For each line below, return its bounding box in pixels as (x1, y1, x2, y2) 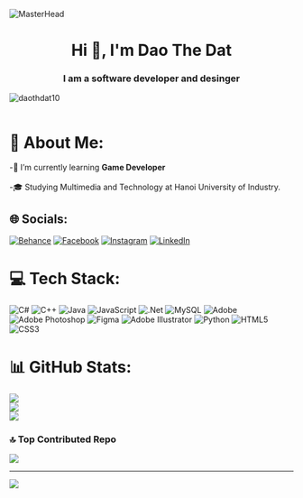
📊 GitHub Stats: (9, 357, 133, 378)
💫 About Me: (9, 132, 105, 152)
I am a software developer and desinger (62, 72, 241, 85)
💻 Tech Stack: (9, 269, 121, 289)
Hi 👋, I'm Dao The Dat (70, 41, 233, 60)
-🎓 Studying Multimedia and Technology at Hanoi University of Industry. (9, 181, 281, 193)
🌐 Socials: (9, 211, 69, 226)
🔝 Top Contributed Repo (9, 433, 117, 446)
